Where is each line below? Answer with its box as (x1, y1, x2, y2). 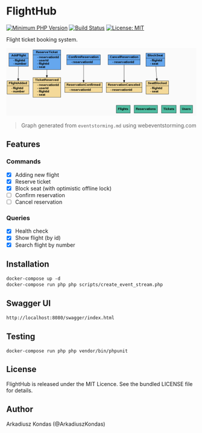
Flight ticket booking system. (6, 36, 78, 43)
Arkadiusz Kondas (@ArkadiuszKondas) (6, 420, 106, 428)
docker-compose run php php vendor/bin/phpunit (6, 348, 128, 354)
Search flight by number (14, 241, 75, 248)
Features (6, 139, 40, 150)
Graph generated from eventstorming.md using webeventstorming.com (21, 122, 197, 129)
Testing (6, 331, 36, 341)
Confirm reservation (14, 191, 65, 198)
